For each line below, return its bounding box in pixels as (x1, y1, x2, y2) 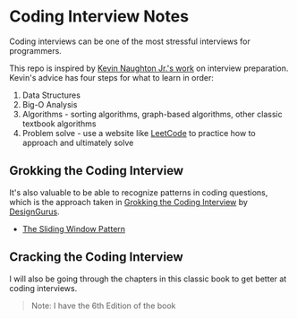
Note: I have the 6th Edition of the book (30, 300, 176, 311)
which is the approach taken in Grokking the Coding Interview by (9, 196, 249, 207)
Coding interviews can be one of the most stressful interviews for (9, 36, 250, 47)
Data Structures (21, 90, 81, 100)
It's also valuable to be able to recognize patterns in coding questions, (9, 186, 268, 198)
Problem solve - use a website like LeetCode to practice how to (21, 127, 257, 138)
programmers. (9, 45, 63, 56)
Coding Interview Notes (9, 6, 190, 27)
